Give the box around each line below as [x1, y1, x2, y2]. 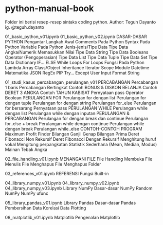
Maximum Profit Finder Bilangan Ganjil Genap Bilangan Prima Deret [5, 131, 140, 137]
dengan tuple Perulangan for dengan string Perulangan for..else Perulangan [5, 100, 157, 106]
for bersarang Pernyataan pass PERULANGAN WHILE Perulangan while [5, 105, 148, 111]
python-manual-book [5, 3, 94, 14]
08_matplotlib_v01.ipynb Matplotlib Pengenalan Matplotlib [5, 214, 120, 220]
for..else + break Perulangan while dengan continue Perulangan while [5, 120, 145, 127]
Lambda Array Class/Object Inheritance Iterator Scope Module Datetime [5, 64, 149, 71]
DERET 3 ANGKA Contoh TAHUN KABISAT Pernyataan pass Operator [5, 90, 144, 95]
